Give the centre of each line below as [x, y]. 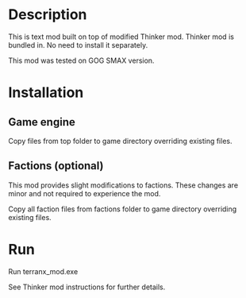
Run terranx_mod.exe [43, 271]
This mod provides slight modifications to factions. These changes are [123, 185]
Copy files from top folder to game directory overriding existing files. [120, 141]
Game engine [42, 122]
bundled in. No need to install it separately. [78, 45]
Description [48, 15]
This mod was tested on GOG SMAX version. [81, 60]
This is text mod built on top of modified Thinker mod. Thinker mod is [121, 37]
